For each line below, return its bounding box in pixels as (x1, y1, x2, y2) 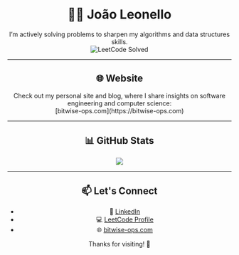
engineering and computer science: (67, 99, 172, 108)
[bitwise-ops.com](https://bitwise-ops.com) (55, 106, 184, 115)
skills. (111, 37, 128, 46)
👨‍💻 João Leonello (67, 6, 172, 23)
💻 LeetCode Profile (95, 215, 154, 224)
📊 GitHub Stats (85, 135, 154, 147)
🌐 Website (95, 73, 144, 85)
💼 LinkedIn (109, 207, 141, 216)
